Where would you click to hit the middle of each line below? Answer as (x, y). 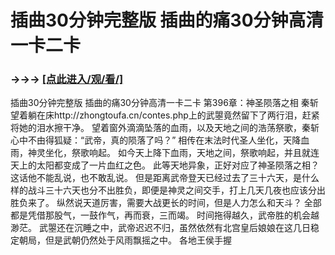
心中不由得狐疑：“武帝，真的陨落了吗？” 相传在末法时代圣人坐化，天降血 (160, 140)
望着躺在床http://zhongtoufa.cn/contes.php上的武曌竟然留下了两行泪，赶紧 (165, 115)
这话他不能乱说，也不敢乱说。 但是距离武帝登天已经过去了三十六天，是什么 (165, 178)
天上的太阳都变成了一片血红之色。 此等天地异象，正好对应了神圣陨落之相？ (165, 165)
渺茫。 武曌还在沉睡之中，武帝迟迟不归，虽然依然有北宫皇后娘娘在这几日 (160, 228)
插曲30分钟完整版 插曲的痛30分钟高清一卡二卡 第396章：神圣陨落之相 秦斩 (164, 103)
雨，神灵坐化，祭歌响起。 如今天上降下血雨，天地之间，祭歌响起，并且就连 (165, 153)
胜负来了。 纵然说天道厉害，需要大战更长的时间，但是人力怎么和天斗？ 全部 (166, 203)
